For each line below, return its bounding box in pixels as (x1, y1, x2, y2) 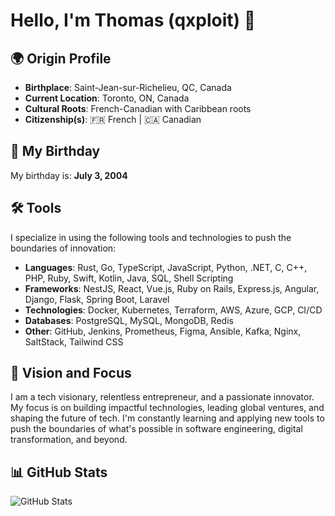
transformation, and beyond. (10, 434, 128, 446)
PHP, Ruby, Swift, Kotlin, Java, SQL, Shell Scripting (24, 272, 234, 284)
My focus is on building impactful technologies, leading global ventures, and (10, 402, 325, 414)
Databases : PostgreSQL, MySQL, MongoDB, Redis (24, 314, 234, 326)
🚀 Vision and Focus (10, 365, 132, 382)
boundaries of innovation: (10, 242, 117, 254)
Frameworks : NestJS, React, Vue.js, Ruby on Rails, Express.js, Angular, (24, 282, 320, 294)
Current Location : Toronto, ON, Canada (24, 92, 190, 104)
